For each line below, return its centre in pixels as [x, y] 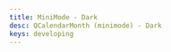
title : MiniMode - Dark [54, 17]
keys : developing [42, 33]
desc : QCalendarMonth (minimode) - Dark [86, 26]
